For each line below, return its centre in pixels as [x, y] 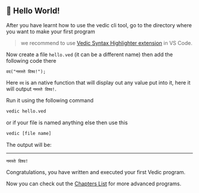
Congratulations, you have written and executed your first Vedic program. [96, 172]
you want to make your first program [51, 31]
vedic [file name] [29, 133]
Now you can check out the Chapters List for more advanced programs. [94, 184]
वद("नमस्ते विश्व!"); [26, 72]
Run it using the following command [50, 100]
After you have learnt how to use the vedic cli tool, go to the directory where [99, 25]
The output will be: [29, 144]
